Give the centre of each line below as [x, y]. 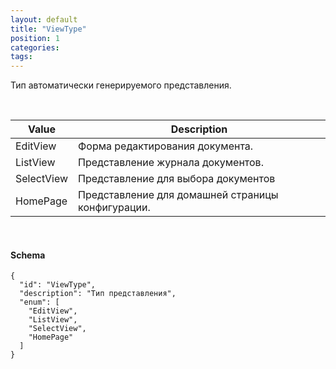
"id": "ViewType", [58, 285]
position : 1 [35, 38]
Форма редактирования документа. [166, 146]
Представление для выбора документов [177, 179]
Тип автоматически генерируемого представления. [121, 85]
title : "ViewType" [48, 29]
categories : [35, 47]
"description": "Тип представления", [98, 294]
